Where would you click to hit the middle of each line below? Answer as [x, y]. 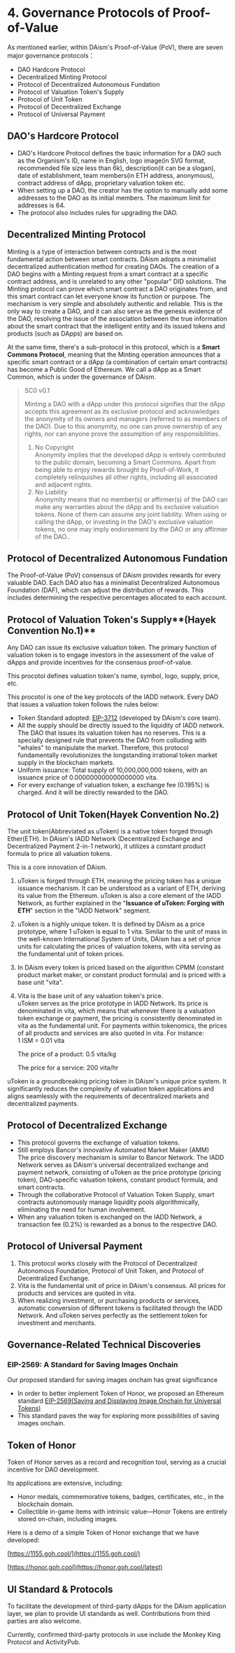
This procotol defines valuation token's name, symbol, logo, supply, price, [114, 676]
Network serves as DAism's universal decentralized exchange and [113, 1165]
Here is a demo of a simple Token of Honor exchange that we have [103, 1533]
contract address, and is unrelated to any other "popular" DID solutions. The [117, 281]
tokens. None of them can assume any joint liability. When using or [131, 514]
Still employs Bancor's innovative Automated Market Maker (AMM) [113, 1149]
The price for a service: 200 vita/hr [68, 1067]
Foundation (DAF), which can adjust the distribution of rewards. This [106, 590]
